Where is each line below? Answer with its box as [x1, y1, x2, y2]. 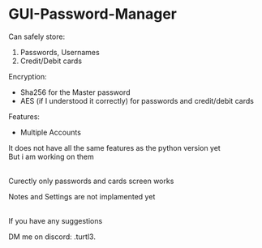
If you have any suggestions [8, 216, 103, 225]
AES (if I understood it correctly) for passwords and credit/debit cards [19, 96, 254, 105]
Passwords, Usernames [19, 47, 100, 57]
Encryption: [8, 71, 47, 81]
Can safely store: [8, 32, 66, 41]
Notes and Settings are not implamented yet [8, 191, 156, 201]
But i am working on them [8, 152, 95, 161]
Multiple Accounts [19, 127, 81, 137]
